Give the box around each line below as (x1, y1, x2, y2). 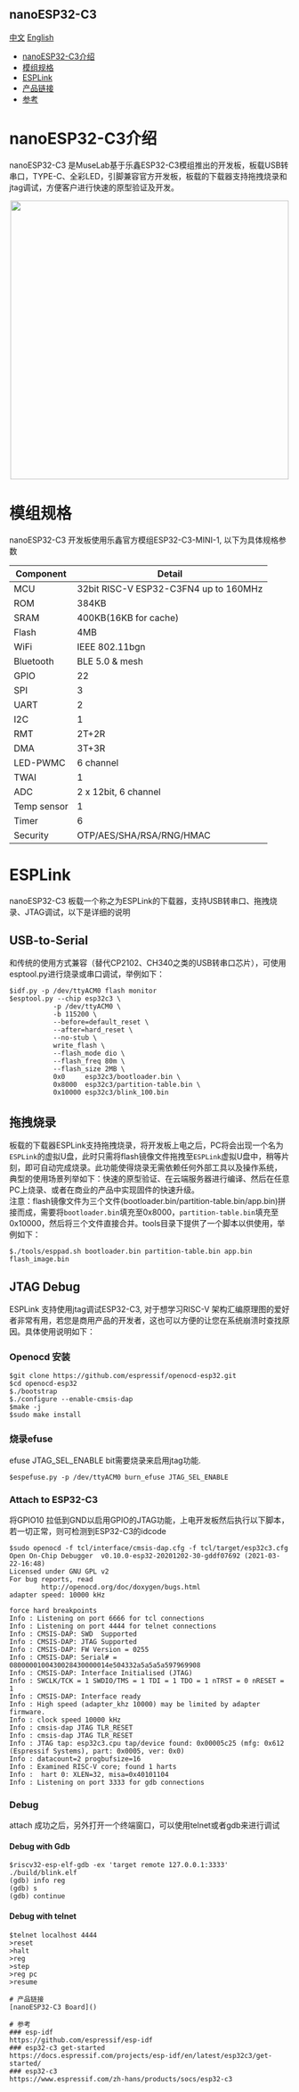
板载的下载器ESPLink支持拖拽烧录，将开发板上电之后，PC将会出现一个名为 (9, 1140, 284, 1150)
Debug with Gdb (9, 1840, 71, 1851)
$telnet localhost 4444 (9, 1930, 98, 1939)
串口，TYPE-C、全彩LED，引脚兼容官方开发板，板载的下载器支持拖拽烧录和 (9, 170, 287, 181)
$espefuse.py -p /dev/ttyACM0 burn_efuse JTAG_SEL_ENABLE (9, 1473, 229, 1482)
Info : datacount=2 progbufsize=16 (9, 1754, 141, 1764)
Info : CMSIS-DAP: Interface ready (9, 1691, 141, 1701)
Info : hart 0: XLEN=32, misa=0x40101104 (9, 1770, 169, 1779)
